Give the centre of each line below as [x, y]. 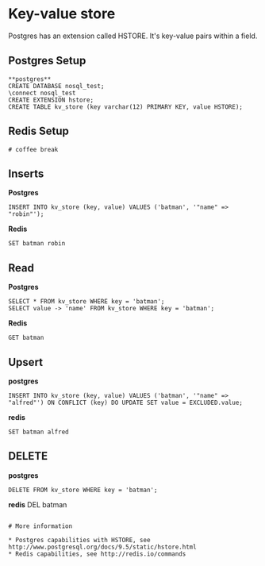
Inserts [26, 173]
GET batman [26, 338]
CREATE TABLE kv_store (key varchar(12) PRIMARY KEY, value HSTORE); [126, 107]
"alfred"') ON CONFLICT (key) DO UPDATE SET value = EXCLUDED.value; [126, 402]
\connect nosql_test [42, 93]
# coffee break [33, 149]
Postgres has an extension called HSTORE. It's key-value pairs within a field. [133, 36]
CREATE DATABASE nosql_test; [56, 86]
